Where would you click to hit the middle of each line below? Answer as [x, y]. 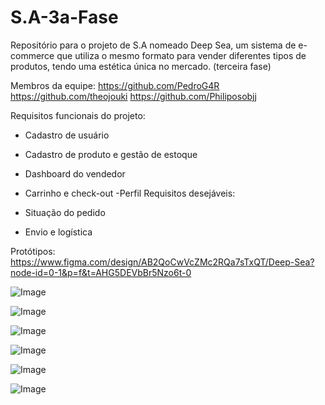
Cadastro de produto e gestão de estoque [111, 154]
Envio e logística [58, 232]
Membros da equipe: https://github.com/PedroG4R [115, 85]
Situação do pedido [65, 212]
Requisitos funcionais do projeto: [78, 115]
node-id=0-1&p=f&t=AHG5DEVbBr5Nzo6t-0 [101, 272]
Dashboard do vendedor [75, 173]
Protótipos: [33, 251]
